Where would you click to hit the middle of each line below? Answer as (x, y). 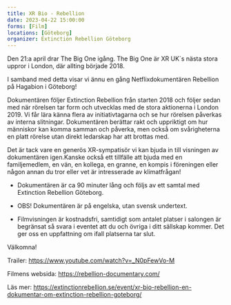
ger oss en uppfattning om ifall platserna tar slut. (86, 234)
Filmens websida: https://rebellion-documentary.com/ (83, 274)
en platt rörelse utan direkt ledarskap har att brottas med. (88, 137)
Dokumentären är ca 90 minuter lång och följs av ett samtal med (108, 185)
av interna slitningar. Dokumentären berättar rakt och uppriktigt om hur (108, 122)
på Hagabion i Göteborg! (42, 87)
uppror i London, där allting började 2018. (66, 66)
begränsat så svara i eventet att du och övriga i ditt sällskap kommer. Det (121, 227)
